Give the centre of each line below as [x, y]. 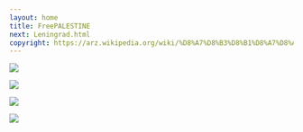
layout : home [34, 18]
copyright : [30, 43]
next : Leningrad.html [50, 34]
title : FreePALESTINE [50, 26]
